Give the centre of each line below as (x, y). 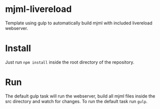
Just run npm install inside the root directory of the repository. (70, 62)
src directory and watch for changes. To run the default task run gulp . (77, 101)
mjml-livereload (39, 9)
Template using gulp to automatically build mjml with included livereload (79, 23)
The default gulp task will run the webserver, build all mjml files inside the (80, 96)
